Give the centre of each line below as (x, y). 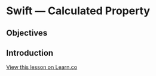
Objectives (27, 33)
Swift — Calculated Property (78, 11)
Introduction (30, 53)
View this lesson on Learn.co (42, 67)
